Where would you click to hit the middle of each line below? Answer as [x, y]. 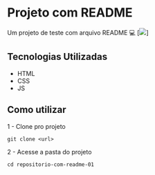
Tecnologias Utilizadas [57, 57]
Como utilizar [37, 110]
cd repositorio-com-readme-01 [51, 164]
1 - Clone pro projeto [36, 126]
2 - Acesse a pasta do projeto [49, 152]
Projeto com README [70, 13]
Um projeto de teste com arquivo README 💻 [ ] [78, 32]
